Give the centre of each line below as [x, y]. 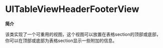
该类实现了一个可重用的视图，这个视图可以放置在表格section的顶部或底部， [83, 34]
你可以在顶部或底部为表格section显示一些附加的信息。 [61, 40]
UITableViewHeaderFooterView [72, 9]
